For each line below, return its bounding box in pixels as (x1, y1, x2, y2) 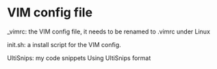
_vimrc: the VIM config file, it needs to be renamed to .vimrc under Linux (7, 27, 211, 36)
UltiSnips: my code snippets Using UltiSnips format (7, 53, 151, 62)
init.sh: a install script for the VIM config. (7, 40, 121, 49)
